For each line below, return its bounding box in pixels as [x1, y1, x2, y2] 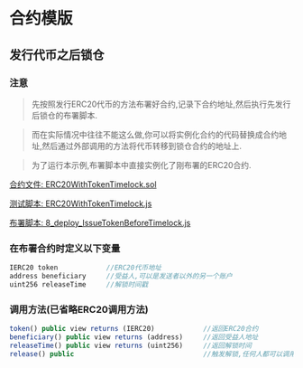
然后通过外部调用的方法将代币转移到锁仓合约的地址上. [41, 140, 242, 151]
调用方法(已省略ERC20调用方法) [9, 303, 149, 316]
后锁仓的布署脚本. [31, 109, 97, 120]
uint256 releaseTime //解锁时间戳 [9, 279, 149, 289]
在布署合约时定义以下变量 [9, 241, 121, 254]
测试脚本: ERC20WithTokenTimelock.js [9, 198, 152, 209]
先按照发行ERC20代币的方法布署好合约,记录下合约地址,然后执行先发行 [31, 99, 291, 109]
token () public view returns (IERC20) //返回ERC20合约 [9, 325, 259, 334]
